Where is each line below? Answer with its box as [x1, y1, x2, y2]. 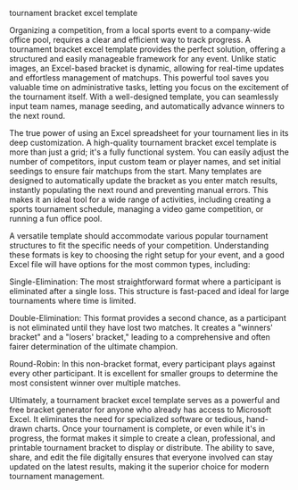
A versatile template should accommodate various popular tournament [9, 231, 269, 241]
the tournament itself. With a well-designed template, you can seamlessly [9, 91, 279, 102]
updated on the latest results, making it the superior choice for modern [9, 461, 269, 472]
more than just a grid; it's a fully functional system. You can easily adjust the [9, 147, 290, 157]
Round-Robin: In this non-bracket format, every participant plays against [9, 359, 276, 369]
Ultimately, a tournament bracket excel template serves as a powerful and [9, 395, 280, 405]
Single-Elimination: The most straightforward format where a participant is [9, 276, 282, 287]
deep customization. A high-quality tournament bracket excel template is [9, 138, 277, 148]
